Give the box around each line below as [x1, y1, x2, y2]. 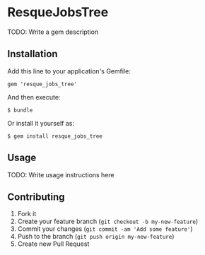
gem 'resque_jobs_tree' [7, 81, 78, 88]
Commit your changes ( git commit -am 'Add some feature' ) [17, 225, 193, 233]
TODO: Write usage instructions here [7, 170, 115, 179]
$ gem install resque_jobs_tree [7, 132, 102, 140]
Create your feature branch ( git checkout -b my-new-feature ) [17, 217, 199, 226]
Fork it [17, 210, 37, 218]
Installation [7, 48, 58, 60]
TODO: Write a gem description [7, 28, 99, 36]
